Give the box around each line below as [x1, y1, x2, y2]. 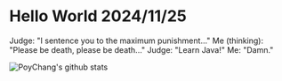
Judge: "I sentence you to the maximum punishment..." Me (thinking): [9, 35, 264, 46]
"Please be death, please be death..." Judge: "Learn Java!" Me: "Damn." [9, 44, 274, 55]
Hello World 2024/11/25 [9, 6, 187, 26]
